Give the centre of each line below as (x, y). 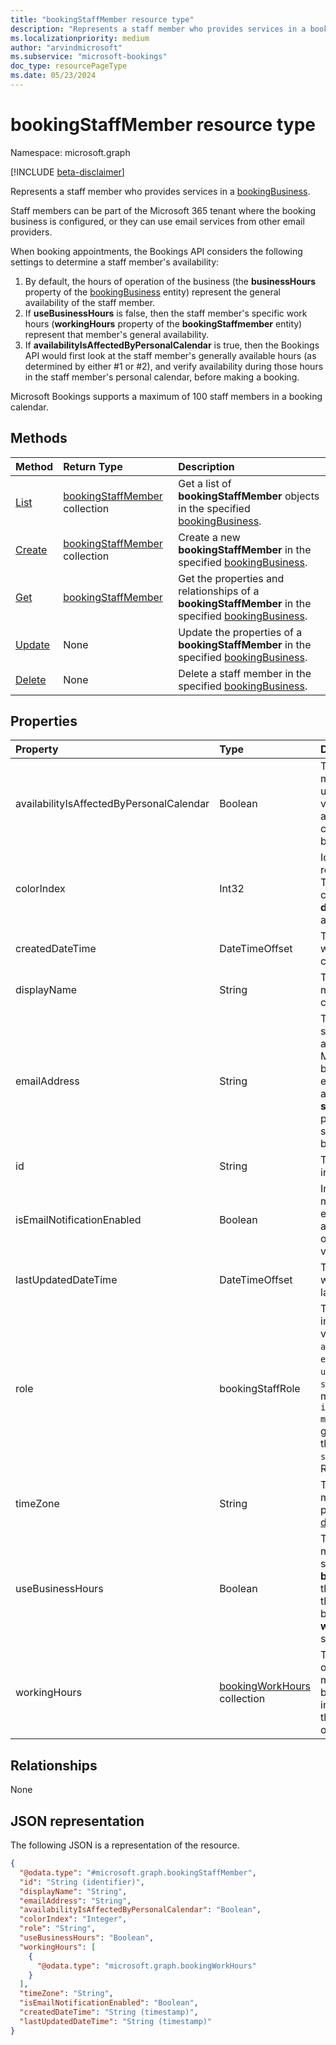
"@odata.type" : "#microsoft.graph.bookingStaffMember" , (138, 1872)
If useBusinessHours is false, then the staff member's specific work (166, 313)
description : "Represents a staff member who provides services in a (158, 29)
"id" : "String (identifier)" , (82, 1882)
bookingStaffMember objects (249, 496)
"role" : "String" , (58, 1929)
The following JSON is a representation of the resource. (125, 1845)
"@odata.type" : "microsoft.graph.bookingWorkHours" (146, 1966)
